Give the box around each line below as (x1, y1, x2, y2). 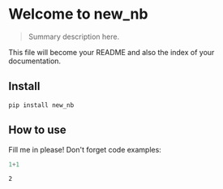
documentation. (8, 56, 62, 66)
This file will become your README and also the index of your (8, 47, 215, 57)
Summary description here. (28, 32, 120, 41)
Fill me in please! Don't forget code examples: (8, 144, 162, 154)
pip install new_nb (8, 101, 75, 110)
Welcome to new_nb (8, 5, 148, 24)
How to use (8, 123, 66, 137)
